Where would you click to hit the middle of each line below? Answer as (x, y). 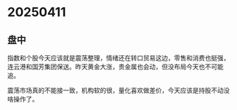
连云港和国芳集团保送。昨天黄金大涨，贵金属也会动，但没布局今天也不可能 (115, 67)
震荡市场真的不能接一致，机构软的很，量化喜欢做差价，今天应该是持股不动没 (119, 90)
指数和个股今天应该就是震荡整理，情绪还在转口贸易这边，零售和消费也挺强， (119, 58)
